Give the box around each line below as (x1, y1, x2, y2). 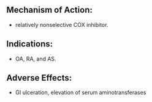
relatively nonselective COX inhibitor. (15, 21, 108, 28)
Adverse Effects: (6, 73, 72, 83)
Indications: (6, 39, 53, 49)
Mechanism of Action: (6, 5, 93, 15)
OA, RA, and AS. (15, 55, 56, 62)
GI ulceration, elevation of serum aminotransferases (15, 89, 146, 97)
